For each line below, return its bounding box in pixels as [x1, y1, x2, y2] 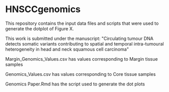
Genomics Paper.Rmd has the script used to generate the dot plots [5, 81, 145, 87]
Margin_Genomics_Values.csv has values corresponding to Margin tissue [5, 56, 158, 62]
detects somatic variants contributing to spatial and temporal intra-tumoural [5, 40, 164, 47]
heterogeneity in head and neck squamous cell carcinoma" [5, 46, 129, 52]
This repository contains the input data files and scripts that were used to [5, 20, 159, 26]
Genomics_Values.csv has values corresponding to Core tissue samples [5, 71, 156, 77]
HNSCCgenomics [5, 4, 81, 15]
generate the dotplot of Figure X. [5, 25, 74, 31]
